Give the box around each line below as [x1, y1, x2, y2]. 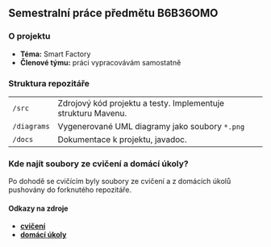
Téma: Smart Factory [19, 48, 91, 59]
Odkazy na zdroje [8, 203, 69, 213]
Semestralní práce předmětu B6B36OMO [8, 6, 219, 20]
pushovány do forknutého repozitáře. [8, 185, 132, 195]
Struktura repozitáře [8, 77, 90, 89]
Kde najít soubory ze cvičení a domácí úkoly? [8, 157, 189, 169]
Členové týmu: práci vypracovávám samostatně [19, 57, 181, 67]
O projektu [8, 31, 51, 42]
